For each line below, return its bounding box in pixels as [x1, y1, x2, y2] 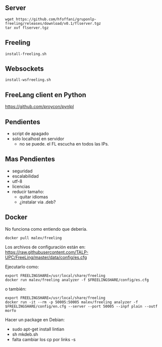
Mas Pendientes [5, 155, 55, 164]
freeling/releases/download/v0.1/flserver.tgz [5, 21, 101, 26]
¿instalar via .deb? [19, 199, 56, 205]
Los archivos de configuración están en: [5, 244, 86, 250]
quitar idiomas [19, 194, 48, 200]
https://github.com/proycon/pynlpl [5, 104, 74, 110]
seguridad [12, 168, 33, 174]
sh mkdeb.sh [12, 331, 38, 337]
